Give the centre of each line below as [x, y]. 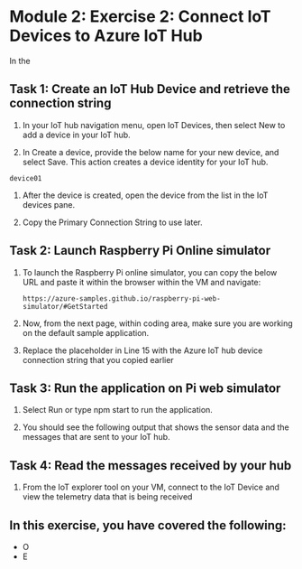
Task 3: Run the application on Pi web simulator [145, 388]
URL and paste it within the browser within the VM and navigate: [142, 282]
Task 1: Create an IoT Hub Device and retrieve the [150, 89]
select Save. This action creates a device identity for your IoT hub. [145, 162]
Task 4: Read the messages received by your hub [151, 466]
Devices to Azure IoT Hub [106, 36]
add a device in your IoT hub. [76, 135]
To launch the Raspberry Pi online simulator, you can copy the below [150, 272]
